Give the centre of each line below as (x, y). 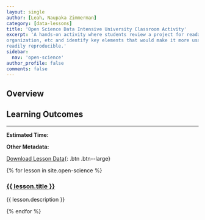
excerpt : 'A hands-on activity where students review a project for (95, 35)
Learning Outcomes (45, 115)
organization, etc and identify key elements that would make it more (98, 40)
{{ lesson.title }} (31, 186)
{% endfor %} (24, 211)
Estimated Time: (27, 134)
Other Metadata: (28, 147)
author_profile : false (35, 63)
